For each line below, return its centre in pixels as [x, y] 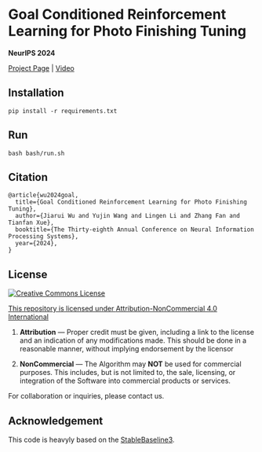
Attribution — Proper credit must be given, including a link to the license [137, 333]
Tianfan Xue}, [31, 223]
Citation [28, 177]
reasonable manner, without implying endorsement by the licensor [126, 349]
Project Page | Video [41, 68]
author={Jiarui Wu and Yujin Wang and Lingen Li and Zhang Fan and [128, 216]
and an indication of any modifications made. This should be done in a [133, 340]
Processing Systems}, [44, 237]
